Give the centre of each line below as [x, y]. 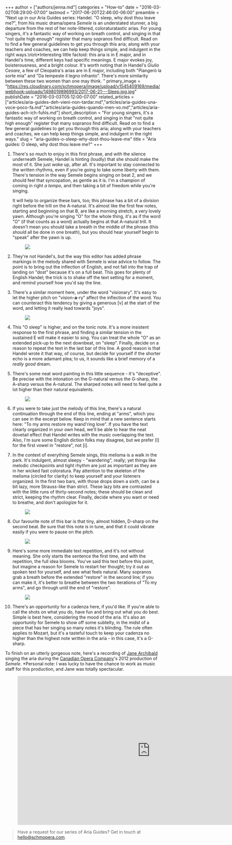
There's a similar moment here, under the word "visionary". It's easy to [85, 292]
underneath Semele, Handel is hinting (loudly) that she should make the [85, 159]
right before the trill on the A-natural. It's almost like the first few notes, [85, 206]
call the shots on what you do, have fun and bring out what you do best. [86, 612]
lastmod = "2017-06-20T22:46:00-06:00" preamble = [104, 12]
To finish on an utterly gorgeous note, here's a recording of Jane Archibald [81, 653]
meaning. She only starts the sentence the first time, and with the [79, 556]
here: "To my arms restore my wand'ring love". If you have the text [80, 424]
